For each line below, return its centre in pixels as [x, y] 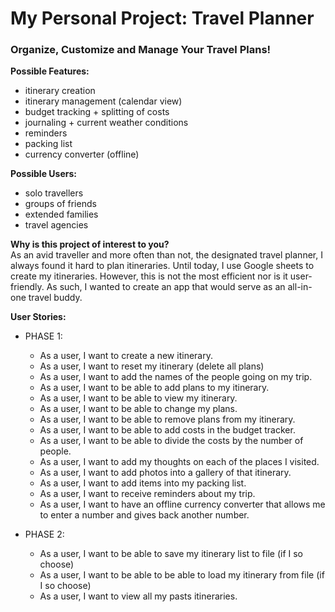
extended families [61, 214]
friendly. [27, 287]
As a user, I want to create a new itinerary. [126, 356]
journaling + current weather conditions [106, 123]
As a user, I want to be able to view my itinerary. [138, 398]
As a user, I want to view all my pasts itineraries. [138, 596]
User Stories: [38, 317]
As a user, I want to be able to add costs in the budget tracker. [167, 430]
